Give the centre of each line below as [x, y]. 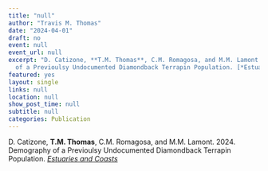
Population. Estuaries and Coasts [63, 158]
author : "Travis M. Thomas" [55, 23]
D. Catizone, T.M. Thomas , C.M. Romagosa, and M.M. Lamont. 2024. [122, 142]
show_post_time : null [44, 104]
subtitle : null [33, 112]
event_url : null [35, 52]
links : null [28, 89]
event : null [28, 45]
